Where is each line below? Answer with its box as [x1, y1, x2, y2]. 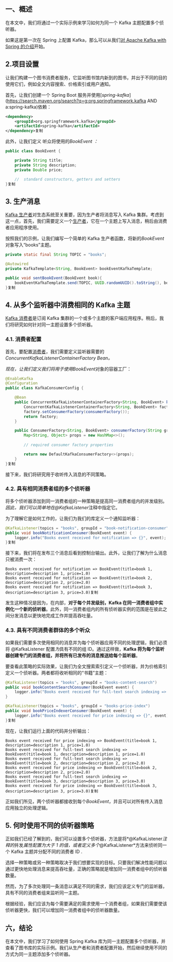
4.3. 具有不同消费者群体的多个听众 [5, 627, 90, 634]
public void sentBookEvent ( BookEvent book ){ [5, 275, 102, 280]
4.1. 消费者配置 [5, 336, 42, 343]
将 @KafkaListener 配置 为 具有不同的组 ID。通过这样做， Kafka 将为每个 [5, 646, 156, 652]
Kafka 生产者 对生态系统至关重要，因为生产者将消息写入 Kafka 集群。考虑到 [5, 211, 164, 218]
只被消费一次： [5, 556, 37, 562]
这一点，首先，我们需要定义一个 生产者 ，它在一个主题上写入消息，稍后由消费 [5, 218, 167, 224]
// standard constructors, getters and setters [14, 176, 121, 182]
